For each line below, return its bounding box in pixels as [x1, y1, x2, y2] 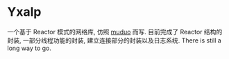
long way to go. [7, 44, 52, 52]
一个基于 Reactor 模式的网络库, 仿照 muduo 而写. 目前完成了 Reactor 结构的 [7, 27, 223, 36]
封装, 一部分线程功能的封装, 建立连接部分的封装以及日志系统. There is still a [7, 36, 222, 45]
